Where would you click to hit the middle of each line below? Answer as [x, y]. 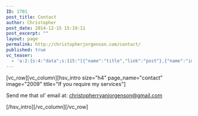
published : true [26, 50]
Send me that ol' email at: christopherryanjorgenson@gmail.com [84, 95]
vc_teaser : [19, 55]
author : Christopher [32, 22]
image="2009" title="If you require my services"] [66, 84]
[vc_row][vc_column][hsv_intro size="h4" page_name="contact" [85, 78]
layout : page [22, 39]
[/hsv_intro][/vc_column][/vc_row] [47, 107]
